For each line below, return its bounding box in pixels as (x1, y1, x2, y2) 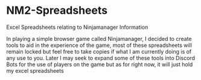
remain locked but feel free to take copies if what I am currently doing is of (6, 48, 192, 55)
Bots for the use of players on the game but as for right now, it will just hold (6, 61, 193, 68)
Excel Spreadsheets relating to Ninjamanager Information (6, 23, 148, 31)
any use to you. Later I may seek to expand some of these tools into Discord (6, 54, 195, 61)
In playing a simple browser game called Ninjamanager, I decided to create (6, 35, 192, 42)
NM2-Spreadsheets (6, 4, 107, 17)
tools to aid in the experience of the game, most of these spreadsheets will (6, 42, 192, 49)
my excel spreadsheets (6, 67, 65, 74)
